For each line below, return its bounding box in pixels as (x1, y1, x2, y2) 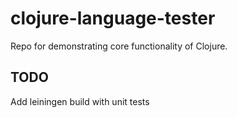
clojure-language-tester (10, 7, 216, 30)
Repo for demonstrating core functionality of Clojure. (10, 40, 228, 52)
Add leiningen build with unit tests (10, 95, 150, 107)
